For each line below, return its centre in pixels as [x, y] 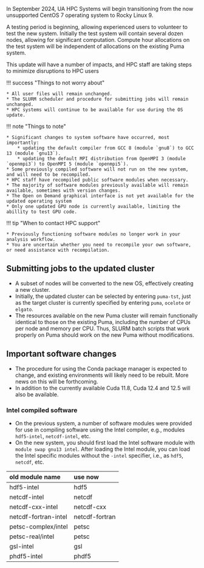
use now [86, 477]
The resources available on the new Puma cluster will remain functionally [106, 316]
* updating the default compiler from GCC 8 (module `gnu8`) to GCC [106, 148]
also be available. [37, 394]
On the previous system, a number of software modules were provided [104, 423]
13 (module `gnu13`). [34, 154]
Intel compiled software [42, 410]
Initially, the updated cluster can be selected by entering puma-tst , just [103, 296]
